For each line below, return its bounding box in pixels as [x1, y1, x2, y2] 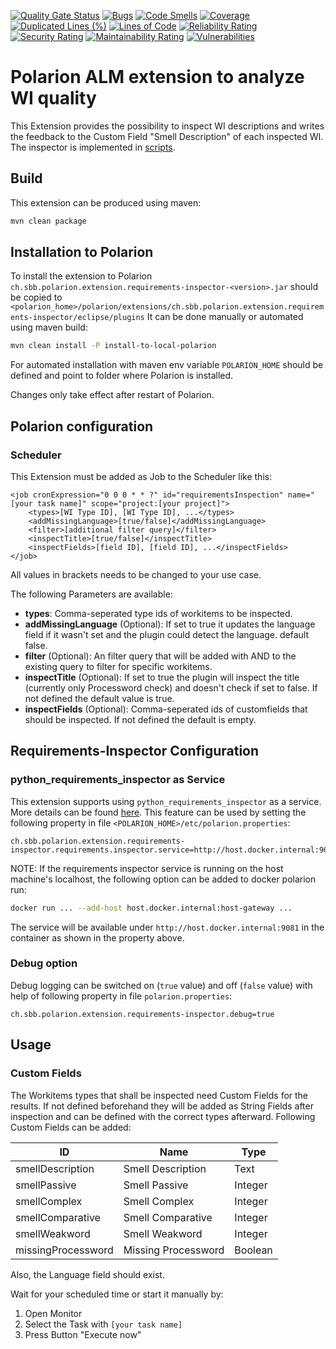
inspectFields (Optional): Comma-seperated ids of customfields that [24, 703, 308, 715]
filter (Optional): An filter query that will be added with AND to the [24, 650, 297, 662]
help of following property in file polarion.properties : [10, 990, 233, 1002]
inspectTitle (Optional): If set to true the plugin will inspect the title [24, 671, 300, 683]
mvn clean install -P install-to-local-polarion [10, 341, 217, 351]
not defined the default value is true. [24, 693, 175, 704]
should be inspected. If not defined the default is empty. [24, 714, 257, 725]
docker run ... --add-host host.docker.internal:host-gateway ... [10, 903, 293, 913]
